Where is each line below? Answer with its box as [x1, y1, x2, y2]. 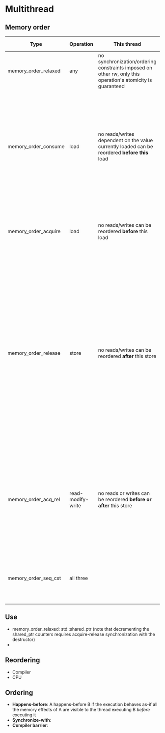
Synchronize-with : [12, 717, 52, 723]
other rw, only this [98, 70, 140, 77]
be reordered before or [98, 496, 152, 503]
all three [69, 575, 88, 581]
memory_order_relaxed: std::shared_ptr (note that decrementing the [12, 626, 150, 632]
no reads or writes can [98, 490, 150, 496]
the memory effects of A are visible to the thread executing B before [12, 707, 150, 713]
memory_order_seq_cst [7, 575, 61, 581]
